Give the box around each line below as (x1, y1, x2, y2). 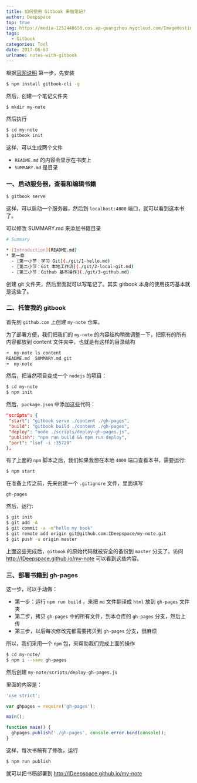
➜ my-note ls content (6, 350, 62, 356)
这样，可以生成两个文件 (6, 144, 63, 151)
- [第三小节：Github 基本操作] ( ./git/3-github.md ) (11, 269, 130, 275)
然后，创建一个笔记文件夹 (6, 92, 68, 99)
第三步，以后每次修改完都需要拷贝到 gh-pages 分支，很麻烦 (14, 627, 157, 634)
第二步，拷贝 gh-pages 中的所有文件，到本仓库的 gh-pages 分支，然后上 (14, 613, 186, 620)
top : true (6, 19, 30, 25)
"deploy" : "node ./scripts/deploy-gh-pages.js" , (8, 429, 130, 435)
